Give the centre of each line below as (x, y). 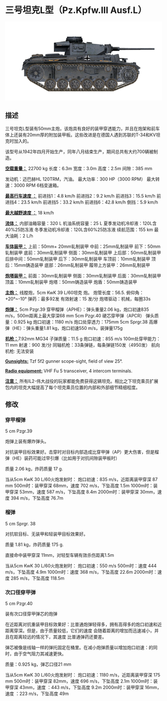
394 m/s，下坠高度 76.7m (37, 498)
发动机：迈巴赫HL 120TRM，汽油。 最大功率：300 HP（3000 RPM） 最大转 (83, 179)
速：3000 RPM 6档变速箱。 (33, 185)
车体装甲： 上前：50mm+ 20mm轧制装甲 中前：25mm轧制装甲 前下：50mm (83, 246)
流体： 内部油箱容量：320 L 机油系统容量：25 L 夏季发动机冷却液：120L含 (81, 223)
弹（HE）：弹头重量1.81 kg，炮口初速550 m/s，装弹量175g (64, 328)
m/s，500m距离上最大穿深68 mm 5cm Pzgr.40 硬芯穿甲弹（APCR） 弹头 (80, 315)
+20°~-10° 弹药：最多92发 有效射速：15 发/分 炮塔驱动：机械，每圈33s (78, 299)
